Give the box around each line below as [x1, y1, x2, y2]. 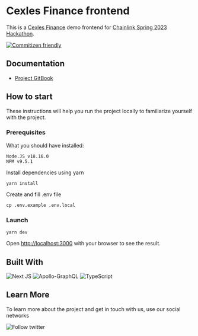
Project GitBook [14, 74, 53, 81]
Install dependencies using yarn [6, 169, 84, 176]
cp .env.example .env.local [6, 202, 76, 208]
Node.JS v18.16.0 [6, 153, 49, 159]
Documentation [6, 59, 65, 69]
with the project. [6, 114, 46, 121]
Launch [6, 216, 28, 224]
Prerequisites [6, 129, 46, 137]
